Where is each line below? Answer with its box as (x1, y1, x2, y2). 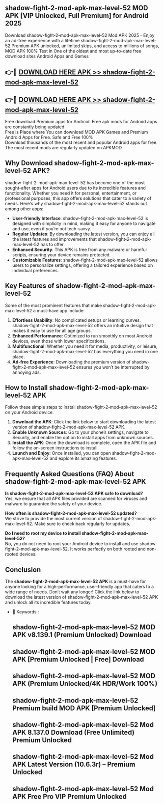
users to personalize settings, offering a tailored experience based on (12, 262, 153, 268)
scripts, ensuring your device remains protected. (12, 251, 111, 257)
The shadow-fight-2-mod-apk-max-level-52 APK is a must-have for (5, 579, 146, 584)
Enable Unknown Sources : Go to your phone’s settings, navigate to (12, 429, 149, 435)
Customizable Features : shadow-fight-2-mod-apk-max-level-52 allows (12, 257, 158, 263)
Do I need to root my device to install (5, 530, 81, 536)
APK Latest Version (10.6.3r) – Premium (12, 760, 136, 769)
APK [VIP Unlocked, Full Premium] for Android (5, 12, 149, 20)
